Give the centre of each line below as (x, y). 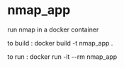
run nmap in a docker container (53, 29)
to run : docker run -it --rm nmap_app (62, 56)
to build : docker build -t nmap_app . (60, 43)
